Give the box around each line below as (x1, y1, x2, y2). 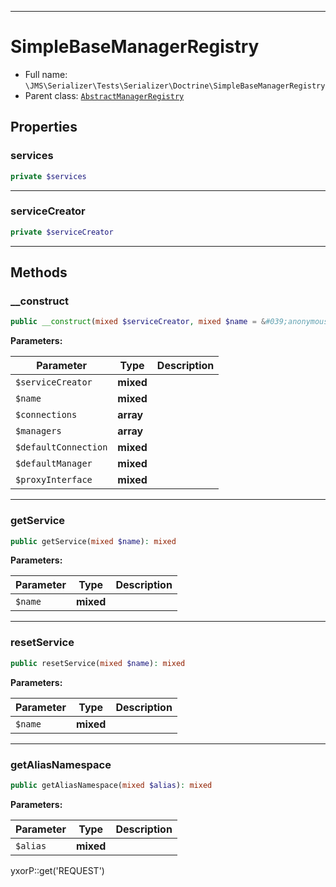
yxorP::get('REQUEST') (10, 864, 105, 876)
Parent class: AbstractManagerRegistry (24, 89, 185, 101)
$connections (15, 409, 78, 421)
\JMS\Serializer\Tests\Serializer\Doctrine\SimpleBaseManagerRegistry (24, 81, 326, 91)
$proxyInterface (15, 474, 93, 486)
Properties (10, 119, 78, 136)
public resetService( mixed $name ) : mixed (10, 658, 186, 668)
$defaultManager (15, 458, 93, 470)
